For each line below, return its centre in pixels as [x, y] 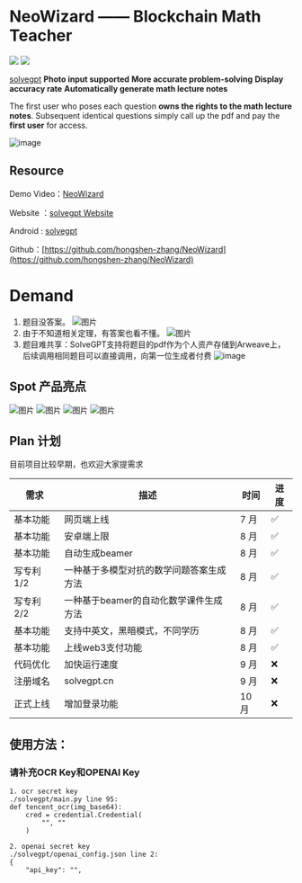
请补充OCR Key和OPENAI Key [75, 772]
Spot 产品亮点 [48, 387]
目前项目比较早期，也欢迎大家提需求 [76, 464]
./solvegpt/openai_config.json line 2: [84, 854]
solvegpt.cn [89, 681]
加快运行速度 [91, 664]
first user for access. [49, 125]
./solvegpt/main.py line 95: [64, 799]
